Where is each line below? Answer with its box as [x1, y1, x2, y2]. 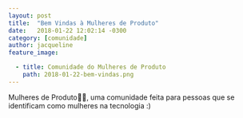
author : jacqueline [8, 41, 74, 49]
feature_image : [8, 49, 59, 57]
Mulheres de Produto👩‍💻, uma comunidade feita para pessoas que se [8, 92, 235, 102]
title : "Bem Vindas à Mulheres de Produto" [8, 19, 159, 27]
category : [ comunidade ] [8, 33, 88, 42]
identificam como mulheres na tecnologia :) [8, 100, 152, 110]
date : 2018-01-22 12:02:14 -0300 [8, 26, 127, 34]
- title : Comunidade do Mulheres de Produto [15, 63, 166, 72]
